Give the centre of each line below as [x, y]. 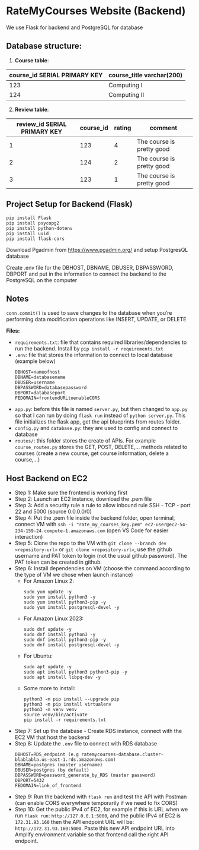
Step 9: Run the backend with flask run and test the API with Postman [101, 797]
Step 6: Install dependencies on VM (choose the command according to [102, 568]
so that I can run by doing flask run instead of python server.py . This [100, 415]
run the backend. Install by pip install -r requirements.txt [89, 349]
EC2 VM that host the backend [52, 737]
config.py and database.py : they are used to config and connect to [96, 428]
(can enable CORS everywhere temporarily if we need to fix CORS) [96, 803]
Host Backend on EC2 [47, 478]
